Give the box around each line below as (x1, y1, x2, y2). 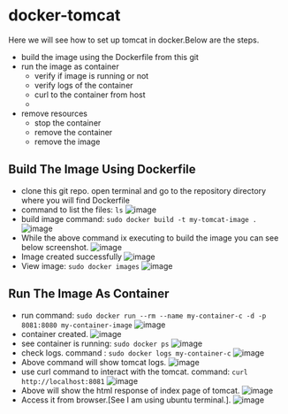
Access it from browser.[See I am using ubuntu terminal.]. (20, 395, 231, 405)
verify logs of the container (34, 80, 133, 90)
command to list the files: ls (20, 204, 124, 215)
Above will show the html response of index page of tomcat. (20, 385, 240, 395)
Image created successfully (20, 251, 123, 262)
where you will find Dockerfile (20, 195, 130, 205)
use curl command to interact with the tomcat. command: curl (20, 366, 248, 377)
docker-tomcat (8, 5, 121, 26)
